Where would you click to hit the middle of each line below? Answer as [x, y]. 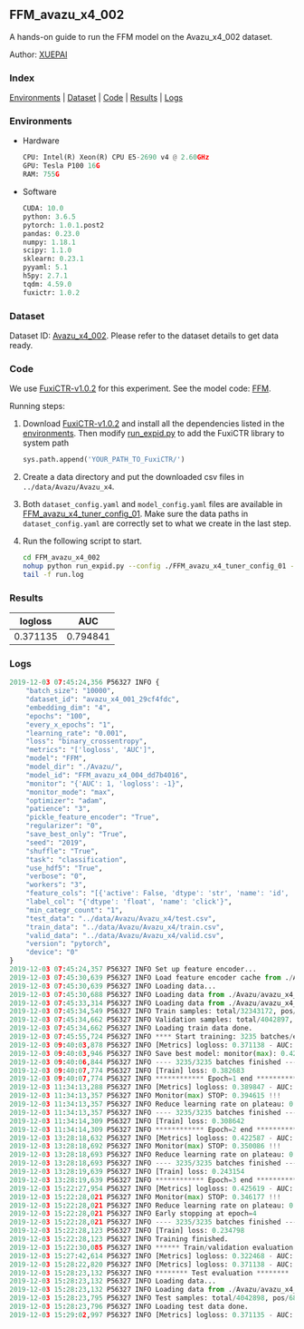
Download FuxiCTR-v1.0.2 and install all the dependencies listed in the [153, 424]
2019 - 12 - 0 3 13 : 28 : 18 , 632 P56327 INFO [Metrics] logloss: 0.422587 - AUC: [152, 1138]
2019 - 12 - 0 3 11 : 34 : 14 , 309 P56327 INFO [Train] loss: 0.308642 [127, 1121]
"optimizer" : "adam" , [66, 801]
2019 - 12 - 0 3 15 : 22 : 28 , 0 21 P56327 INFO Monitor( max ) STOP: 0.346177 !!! [145, 1197]
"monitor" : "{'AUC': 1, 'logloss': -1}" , [104, 784]
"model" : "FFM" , [57, 758]
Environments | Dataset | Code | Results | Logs [96, 98]
